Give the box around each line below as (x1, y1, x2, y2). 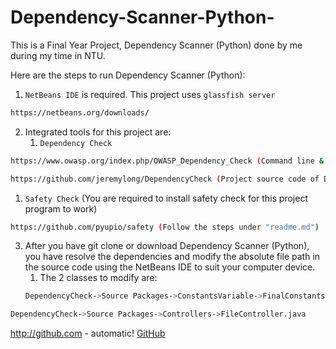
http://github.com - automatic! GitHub (10, 327, 166, 340)
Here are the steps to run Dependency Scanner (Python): (10, 69, 246, 81)
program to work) (24, 202, 98, 215)
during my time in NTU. (10, 49, 106, 61)
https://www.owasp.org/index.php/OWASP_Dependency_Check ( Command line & (10, 156, 325, 166)
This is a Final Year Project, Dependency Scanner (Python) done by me (10, 39, 303, 51)
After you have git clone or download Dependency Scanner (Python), (24, 240, 310, 252)
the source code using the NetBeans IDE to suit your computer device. (24, 261, 316, 273)
